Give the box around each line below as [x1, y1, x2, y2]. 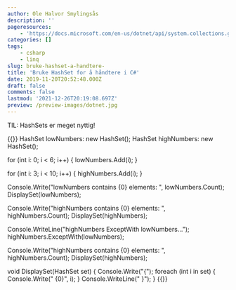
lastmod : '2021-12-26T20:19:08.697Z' [7, 95, 118, 103]
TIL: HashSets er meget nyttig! [7, 121, 96, 129]
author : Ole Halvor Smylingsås [7, 10, 99, 18]
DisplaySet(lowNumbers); [7, 190, 82, 199]
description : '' [7, 17, 55, 24]
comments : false [7, 88, 55, 95]
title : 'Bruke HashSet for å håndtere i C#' [7, 69, 140, 76]
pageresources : [7, 23, 52, 30]
